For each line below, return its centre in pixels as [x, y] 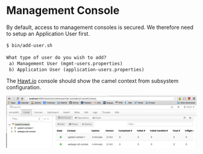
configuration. [24, 87]
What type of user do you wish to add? [56, 57]
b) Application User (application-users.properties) [77, 69]
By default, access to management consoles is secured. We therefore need [100, 27]
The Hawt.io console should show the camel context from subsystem [92, 81]
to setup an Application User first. [48, 33]
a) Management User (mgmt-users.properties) [66, 63]
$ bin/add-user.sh [29, 45]
